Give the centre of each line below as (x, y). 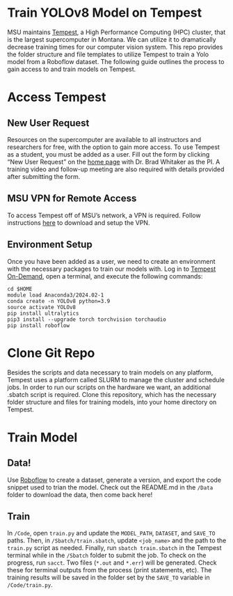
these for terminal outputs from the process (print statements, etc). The (110, 570)
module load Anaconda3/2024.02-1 (56, 295)
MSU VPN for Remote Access (72, 199)
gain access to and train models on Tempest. (72, 69)
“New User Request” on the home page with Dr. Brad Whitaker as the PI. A (114, 162)
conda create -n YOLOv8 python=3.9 (59, 301)
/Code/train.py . (30, 585)
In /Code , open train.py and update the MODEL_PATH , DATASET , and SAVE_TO (111, 533)
